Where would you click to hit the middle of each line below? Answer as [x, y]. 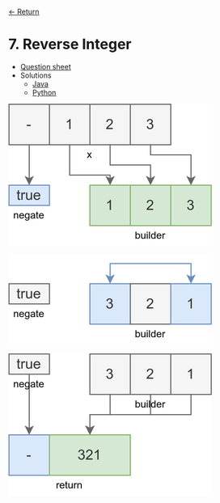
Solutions [36, 75]
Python [44, 92]
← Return [24, 12]
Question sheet [45, 66]
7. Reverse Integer [70, 44]
